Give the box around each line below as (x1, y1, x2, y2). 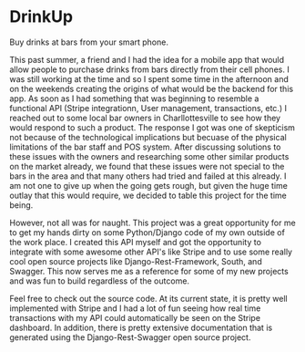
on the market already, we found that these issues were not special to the (9, 160, 285, 171)
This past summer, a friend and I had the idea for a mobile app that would (9, 54, 285, 65)
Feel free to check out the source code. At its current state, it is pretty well (9, 293, 289, 304)
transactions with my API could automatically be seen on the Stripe (9, 312, 261, 323)
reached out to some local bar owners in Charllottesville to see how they (9, 112, 280, 123)
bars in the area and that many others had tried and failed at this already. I (9, 171, 287, 181)
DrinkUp (9, 6, 74, 27)
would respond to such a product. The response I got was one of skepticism (9, 121, 296, 133)
